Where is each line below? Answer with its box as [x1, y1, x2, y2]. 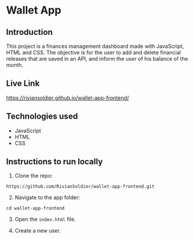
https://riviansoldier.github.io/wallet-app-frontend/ [6, 94, 129, 101]
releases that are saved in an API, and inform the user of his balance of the [6, 55, 188, 62]
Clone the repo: [14, 172, 53, 179]
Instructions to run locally [6, 157, 104, 167]
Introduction [6, 27, 53, 37]
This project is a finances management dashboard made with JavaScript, [6, 42, 185, 50]
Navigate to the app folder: [14, 194, 80, 201]
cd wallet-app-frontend [6, 205, 65, 211]
